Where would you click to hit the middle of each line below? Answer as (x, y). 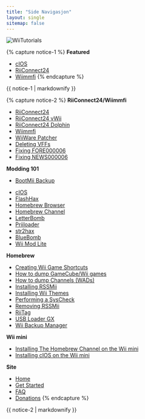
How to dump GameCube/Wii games (61, 274)
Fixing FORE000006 (40, 151)
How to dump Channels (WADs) (55, 280)
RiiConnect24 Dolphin (42, 125)
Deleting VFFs (32, 144)
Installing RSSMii (36, 287)
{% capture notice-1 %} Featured (48, 52)
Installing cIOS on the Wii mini (52, 355)
